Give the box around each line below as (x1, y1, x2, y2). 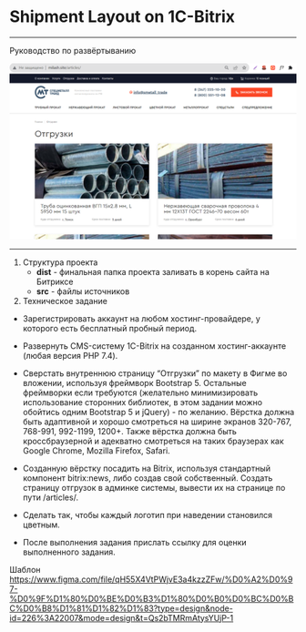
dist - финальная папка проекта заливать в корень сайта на (36, 266, 270, 277)
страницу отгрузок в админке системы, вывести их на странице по (22, 482, 286, 493)
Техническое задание (22, 295, 107, 306)
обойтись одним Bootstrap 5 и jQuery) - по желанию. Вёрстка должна (22, 406, 295, 417)
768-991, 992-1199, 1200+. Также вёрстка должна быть (22, 425, 237, 436)
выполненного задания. (22, 546, 116, 557)
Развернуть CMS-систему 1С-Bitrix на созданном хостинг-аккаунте (22, 340, 287, 352)
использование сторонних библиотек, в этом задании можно (22, 396, 262, 407)
